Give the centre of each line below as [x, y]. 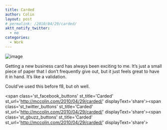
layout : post [19, 19]
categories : [17, 38]
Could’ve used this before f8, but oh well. [48, 86]
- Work [16, 42]
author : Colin [20, 14]
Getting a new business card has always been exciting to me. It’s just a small [83, 66]
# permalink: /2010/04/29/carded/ [41, 24]
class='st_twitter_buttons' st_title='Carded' [49, 106]
